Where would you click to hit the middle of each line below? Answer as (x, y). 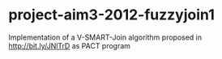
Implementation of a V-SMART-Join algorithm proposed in (105, 37)
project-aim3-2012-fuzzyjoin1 (111, 15)
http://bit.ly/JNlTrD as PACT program (70, 45)
